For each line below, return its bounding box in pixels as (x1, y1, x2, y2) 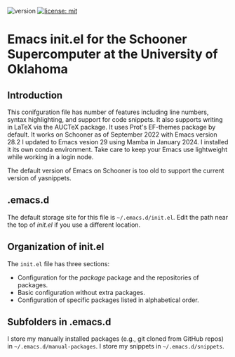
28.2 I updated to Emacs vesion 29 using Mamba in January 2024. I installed (7, 138, 229, 146)
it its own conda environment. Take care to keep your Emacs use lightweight (7, 145, 228, 154)
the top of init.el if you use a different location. (7, 220, 141, 229)
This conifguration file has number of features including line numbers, (7, 108, 209, 116)
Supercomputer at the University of (7, 46, 218, 63)
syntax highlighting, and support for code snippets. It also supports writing (7, 115, 223, 123)
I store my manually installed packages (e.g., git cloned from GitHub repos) (7, 334, 224, 343)
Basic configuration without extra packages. (17, 288, 145, 296)
